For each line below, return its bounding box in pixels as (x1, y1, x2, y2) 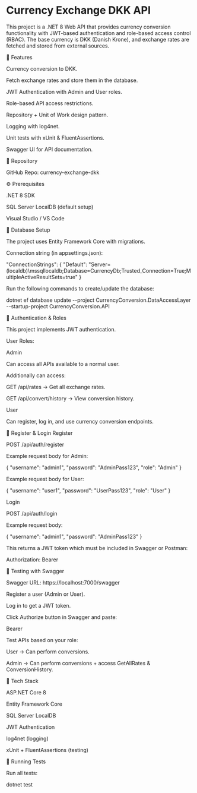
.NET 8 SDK (6, 191, 36, 199)
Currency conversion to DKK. (6, 65, 78, 72)
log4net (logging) (6, 735, 49, 742)
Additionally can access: (6, 372, 66, 379)
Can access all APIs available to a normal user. (6, 360, 120, 367)
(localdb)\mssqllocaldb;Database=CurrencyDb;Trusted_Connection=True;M (6, 267, 191, 274)
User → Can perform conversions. (6, 648, 90, 655)
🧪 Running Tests (6, 758, 46, 765)
